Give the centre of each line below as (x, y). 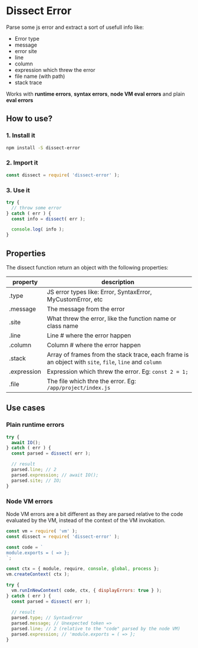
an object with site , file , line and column (104, 362)
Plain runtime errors (35, 425)
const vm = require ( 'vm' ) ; (42, 531)
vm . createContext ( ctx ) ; (38, 574)
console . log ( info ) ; (38, 229)
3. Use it (18, 190)
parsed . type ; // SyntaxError (47, 618)
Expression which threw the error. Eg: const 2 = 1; (118, 371)
